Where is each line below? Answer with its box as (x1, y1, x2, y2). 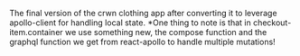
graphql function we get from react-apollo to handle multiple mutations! (9, 36, 276, 47)
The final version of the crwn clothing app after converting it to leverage (9, 8, 277, 18)
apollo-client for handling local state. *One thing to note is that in (9, 17, 251, 28)
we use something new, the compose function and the (64, 27, 267, 37)
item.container (9, 27, 63, 37)
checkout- (252, 17, 292, 28)
